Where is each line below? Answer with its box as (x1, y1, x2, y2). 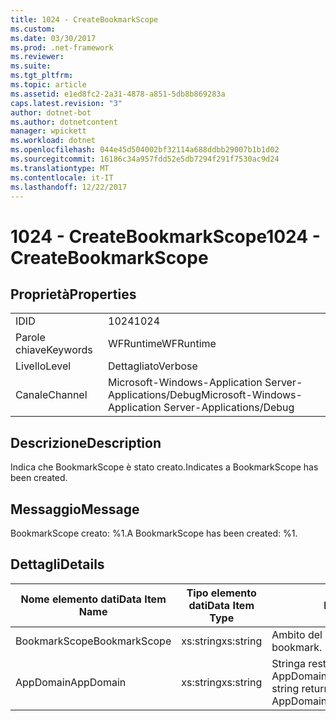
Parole (15, 331, 46, 345)
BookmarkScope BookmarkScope (15, 634, 172, 648)
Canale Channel (15, 388, 88, 402)
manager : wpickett (10, 126, 87, 136)
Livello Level (15, 359, 72, 373)
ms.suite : (10, 61, 52, 71)
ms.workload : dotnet (10, 136, 97, 146)
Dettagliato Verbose (108, 359, 198, 373)
